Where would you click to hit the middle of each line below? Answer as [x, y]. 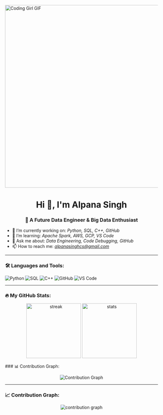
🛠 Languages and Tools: [35, 266]
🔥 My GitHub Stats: [28, 295]
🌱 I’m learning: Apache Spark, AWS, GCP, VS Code [63, 236]
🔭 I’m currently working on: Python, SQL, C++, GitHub [66, 230]
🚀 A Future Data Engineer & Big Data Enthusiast [81, 220]
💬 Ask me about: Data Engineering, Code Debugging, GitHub [73, 241]
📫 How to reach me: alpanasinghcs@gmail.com [61, 246]
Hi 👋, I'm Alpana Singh [81, 205]
